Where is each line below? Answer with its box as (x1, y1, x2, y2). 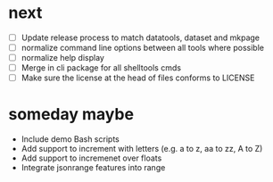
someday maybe (8, 104, 135, 125)
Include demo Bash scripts (21, 134, 120, 145)
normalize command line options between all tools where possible (21, 43, 265, 53)
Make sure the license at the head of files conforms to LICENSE (21, 72, 255, 83)
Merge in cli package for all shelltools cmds (21, 62, 182, 73)
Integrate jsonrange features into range (21, 162, 166, 173)
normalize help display (21, 53, 104, 63)
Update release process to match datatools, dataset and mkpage (21, 32, 261, 43)
